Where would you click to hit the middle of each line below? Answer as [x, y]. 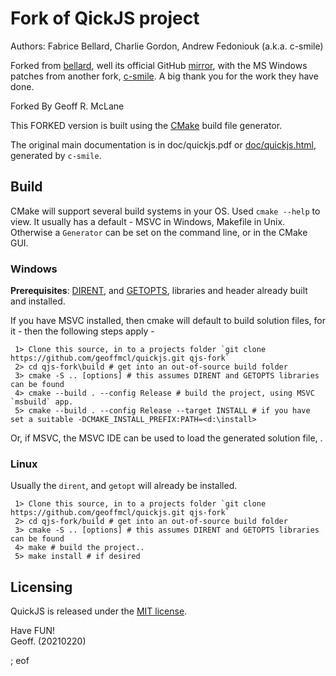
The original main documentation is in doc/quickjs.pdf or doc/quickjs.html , [163, 144]
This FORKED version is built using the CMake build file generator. [146, 125]
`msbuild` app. [42, 402]
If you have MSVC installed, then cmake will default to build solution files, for [168, 321]
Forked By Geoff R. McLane [67, 106]
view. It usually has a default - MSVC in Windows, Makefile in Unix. [148, 221]
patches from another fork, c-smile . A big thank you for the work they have [164, 76]
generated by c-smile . [56, 155]
